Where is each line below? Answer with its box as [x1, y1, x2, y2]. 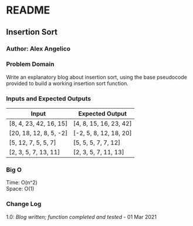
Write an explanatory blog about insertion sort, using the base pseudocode [6, 73, 188, 80]
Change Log [6, 200, 42, 208]
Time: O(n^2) [6, 179, 38, 186]
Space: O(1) [6, 185, 35, 193]
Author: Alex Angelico [6, 45, 71, 53]
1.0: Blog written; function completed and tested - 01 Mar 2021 [6, 213, 157, 220]
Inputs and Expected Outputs [6, 95, 92, 103]
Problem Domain [6, 60, 55, 68]
